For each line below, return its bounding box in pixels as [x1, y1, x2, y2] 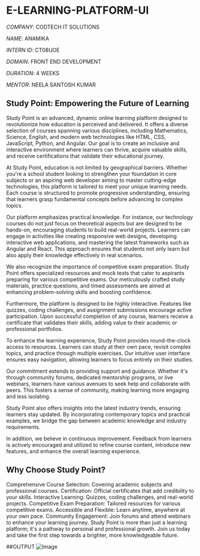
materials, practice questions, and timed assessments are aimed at [6, 282, 171, 289]
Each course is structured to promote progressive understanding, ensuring [6, 189, 190, 196]
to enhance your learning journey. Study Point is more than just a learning [6, 518, 187, 526]
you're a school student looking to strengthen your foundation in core [6, 170, 177, 177]
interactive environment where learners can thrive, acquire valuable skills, [6, 146, 188, 153]
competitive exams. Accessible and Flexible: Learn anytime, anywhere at [6, 506, 185, 513]
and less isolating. [6, 393, 51, 400]
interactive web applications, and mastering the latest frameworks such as [6, 239, 189, 246]
